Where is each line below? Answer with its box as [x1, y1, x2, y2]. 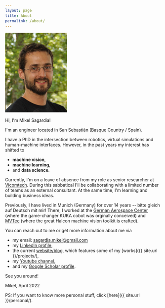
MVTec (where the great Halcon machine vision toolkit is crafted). [5, 218, 139, 224]
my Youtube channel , [12, 258, 56, 264]
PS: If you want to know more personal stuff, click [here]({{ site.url [5, 292, 140, 298]
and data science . [12, 167, 50, 173]
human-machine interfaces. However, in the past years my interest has [5, 142, 149, 148]
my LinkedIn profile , [12, 243, 53, 249]
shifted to [5, 147, 25, 153]
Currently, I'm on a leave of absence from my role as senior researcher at [5, 177, 154, 183]
